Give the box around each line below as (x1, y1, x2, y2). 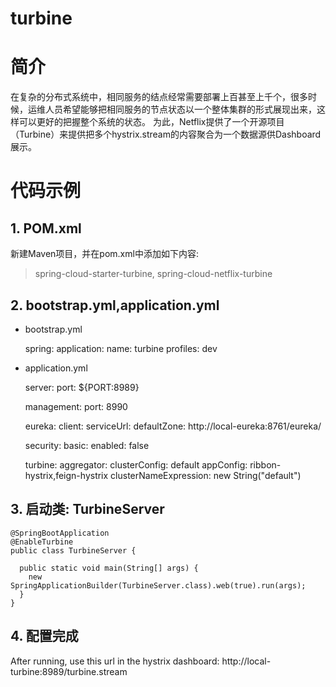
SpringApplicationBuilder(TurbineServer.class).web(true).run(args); (10, 580, 307, 591)
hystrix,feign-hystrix (24, 469, 109, 481)
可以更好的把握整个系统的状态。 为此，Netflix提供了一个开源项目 (18, 116, 285, 128)
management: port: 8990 (24, 400, 128, 412)
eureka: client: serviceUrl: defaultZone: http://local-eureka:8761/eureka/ (24, 420, 322, 432)
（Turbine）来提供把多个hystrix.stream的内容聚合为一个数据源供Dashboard (10, 128, 322, 141)
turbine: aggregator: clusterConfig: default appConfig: (24, 458, 248, 471)
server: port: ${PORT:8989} (24, 381, 140, 393)
